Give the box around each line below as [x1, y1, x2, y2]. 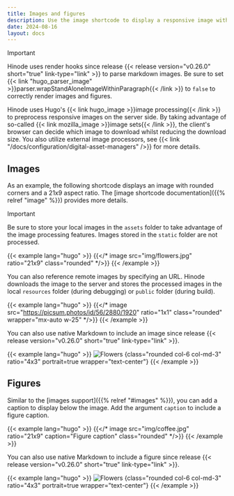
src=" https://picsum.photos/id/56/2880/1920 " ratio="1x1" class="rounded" [7, 308, 223, 317]
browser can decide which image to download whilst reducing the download [7, 128, 226, 136]
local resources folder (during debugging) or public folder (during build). [7, 287, 216, 296]
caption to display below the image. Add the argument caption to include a [7, 403, 221, 412]
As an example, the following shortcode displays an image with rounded [7, 181, 214, 190]
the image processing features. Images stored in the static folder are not [7, 231, 218, 239]
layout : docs [7, 29, 45, 37]
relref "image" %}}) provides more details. [7, 196, 128, 204]
